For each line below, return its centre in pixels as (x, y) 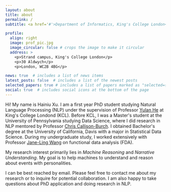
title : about (19, 15)
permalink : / (19, 19)
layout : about (20, 10)
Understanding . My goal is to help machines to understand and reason (79, 157)
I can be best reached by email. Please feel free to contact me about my (81, 173)
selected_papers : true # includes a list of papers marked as (73, 85)
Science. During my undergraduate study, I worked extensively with (76, 137)
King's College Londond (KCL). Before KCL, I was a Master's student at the (84, 115)
